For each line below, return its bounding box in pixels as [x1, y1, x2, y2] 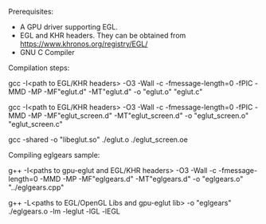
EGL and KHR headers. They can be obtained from [19, 31, 186, 40]
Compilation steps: [8, 63, 70, 73]
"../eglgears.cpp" [8, 183, 65, 192]
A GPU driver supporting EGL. [19, 22, 118, 31]
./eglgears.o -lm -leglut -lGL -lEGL [8, 206, 121, 216]
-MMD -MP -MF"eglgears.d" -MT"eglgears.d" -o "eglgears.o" [39, 175, 244, 183]
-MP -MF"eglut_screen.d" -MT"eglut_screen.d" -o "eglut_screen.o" [27, 111, 249, 120]
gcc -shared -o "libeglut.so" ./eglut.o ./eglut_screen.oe [8, 135, 189, 144]
